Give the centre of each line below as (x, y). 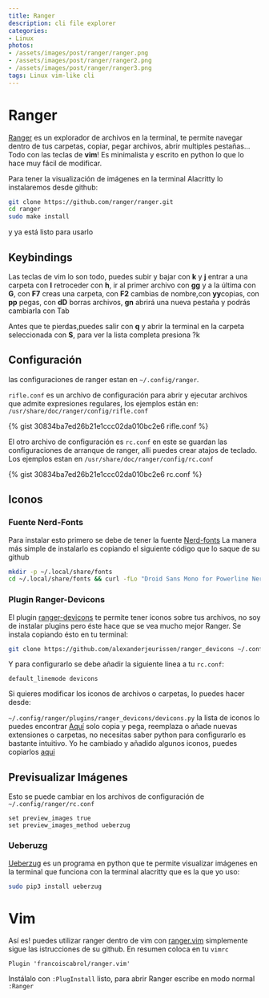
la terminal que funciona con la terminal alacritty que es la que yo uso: (124, 871)
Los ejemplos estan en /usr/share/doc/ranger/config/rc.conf (111, 458)
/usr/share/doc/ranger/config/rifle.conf (78, 411)
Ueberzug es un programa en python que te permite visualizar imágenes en (133, 863)
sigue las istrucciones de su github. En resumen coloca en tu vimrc (118, 949)
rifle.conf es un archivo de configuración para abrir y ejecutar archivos (128, 395)
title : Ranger (32, 16)
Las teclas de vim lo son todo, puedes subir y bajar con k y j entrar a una (128, 277)
